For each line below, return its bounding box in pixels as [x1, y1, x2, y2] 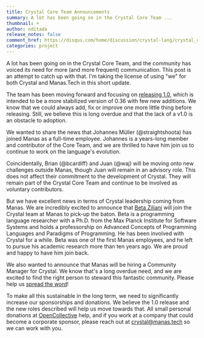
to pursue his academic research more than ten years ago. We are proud [6, 242, 188, 250]
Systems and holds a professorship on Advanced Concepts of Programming [6, 223, 197, 230]
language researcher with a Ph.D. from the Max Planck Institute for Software [6, 217, 197, 224]
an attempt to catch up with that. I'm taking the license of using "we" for [6, 72, 186, 80]
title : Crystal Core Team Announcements [6, 9, 110, 15]
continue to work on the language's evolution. [6, 147, 121, 155]
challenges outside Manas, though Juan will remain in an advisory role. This [6, 166, 196, 174]
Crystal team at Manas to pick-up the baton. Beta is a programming [6, 210, 175, 217]
